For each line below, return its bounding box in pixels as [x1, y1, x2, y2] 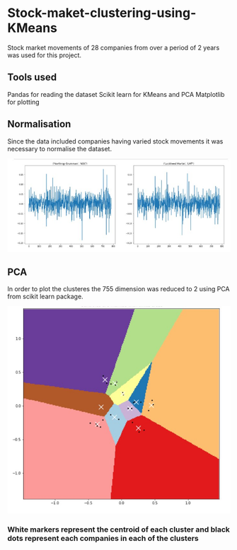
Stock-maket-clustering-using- [7, 5, 197, 21]
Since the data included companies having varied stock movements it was [7, 136, 224, 146]
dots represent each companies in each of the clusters [7, 534, 200, 544]
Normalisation [7, 118, 71, 130]
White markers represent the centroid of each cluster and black [7, 525, 230, 534]
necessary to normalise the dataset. [7, 144, 112, 153]
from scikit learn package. [7, 292, 83, 301]
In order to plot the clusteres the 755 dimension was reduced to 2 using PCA [7, 285, 230, 293]
